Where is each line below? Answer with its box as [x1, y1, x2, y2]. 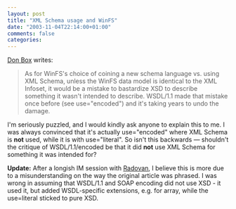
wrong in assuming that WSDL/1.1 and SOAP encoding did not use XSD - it [7, 179, 221, 187]
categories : [7, 37, 42, 44]
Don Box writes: [7, 56, 53, 64]
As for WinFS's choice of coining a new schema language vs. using [24, 70, 220, 78]
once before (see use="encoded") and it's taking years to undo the [24, 99, 219, 108]
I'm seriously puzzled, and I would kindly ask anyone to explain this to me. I [7, 120, 225, 129]
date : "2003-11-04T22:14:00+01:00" [7, 23, 112, 30]
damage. [24, 107, 51, 115]
